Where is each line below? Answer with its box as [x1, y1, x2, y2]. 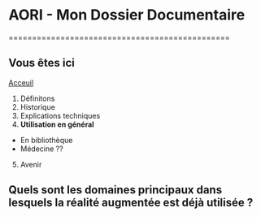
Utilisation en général [20, 119, 95, 129]
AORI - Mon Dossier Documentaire [8, 6, 246, 24]
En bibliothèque [20, 135, 73, 145]
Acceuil [8, 77, 34, 87]
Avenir [20, 159, 42, 169]
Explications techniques [20, 111, 101, 120]
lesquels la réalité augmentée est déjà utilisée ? [8, 196, 254, 210]
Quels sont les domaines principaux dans [8, 183, 222, 197]
